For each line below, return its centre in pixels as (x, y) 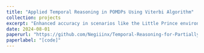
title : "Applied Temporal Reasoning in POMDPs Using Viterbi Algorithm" (100, 12)
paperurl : (19, 35)
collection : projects (34, 18)
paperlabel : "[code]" (34, 40)
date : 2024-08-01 (28, 29)
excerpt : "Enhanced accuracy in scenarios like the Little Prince (92, 23)
